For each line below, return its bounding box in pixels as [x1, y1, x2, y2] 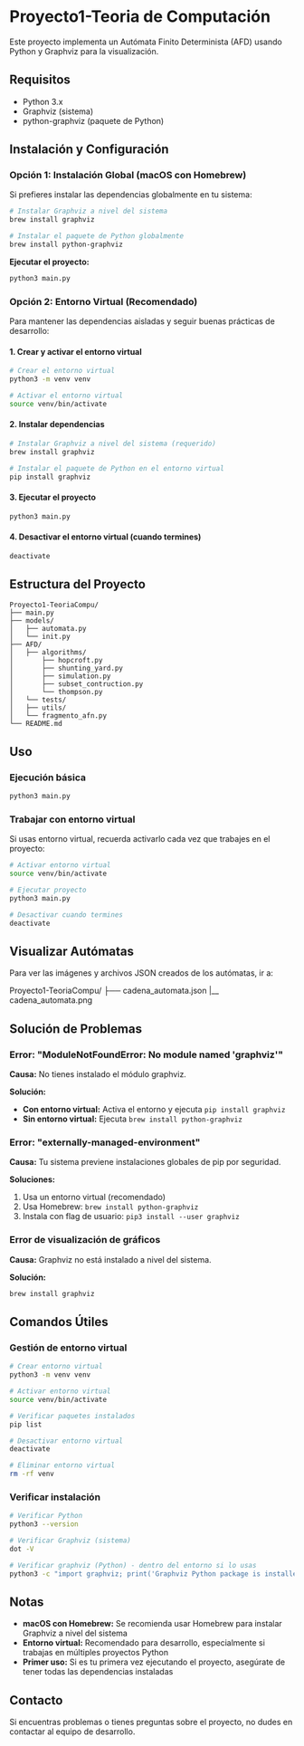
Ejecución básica [9, 771, 86, 784]
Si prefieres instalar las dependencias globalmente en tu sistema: [9, 189, 252, 200]
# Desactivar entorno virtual [9, 1436, 124, 1445]
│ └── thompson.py [9, 688, 103, 697]
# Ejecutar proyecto [9, 885, 88, 895]
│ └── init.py [9, 632, 71, 642]
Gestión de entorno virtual [9, 1341, 128, 1354]
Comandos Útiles [9, 1314, 109, 1330]
